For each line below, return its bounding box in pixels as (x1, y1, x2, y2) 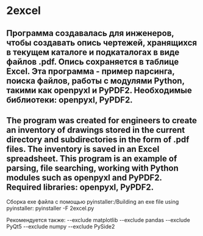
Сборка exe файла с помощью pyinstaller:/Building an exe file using (6, 198, 179, 206)
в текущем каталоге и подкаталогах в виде (6, 47, 180, 57)
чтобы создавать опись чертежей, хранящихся (6, 37, 197, 48)
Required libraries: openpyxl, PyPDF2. (6, 182, 154, 192)
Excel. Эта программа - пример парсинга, (6, 66, 175, 76)
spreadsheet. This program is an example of (6, 153, 177, 163)
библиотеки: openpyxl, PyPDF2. (6, 95, 133, 105)
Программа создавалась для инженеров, (6, 28, 174, 38)
